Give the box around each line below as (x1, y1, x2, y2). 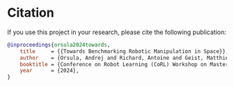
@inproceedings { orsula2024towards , (7, 41, 111, 48)
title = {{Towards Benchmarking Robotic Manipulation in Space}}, (19, 47, 229, 55)
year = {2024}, (19, 68, 79, 74)
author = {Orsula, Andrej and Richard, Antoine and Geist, (19, 54, 204, 61)
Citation (7, 5, 54, 21)
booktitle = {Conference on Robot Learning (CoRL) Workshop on (19, 61, 208, 68)
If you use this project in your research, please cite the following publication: (7, 28, 226, 36)
